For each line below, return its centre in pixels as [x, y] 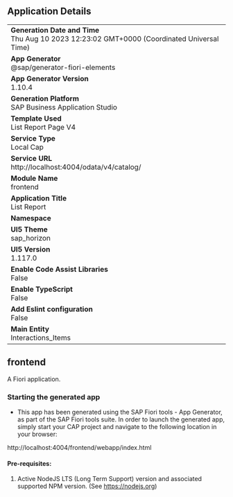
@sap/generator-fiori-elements [63, 67]
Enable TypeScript [42, 289]
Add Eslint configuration [52, 309]
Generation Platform [45, 98]
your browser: [37, 434]
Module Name [34, 178]
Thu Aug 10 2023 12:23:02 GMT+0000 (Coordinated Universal [115, 39]
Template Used [36, 119]
